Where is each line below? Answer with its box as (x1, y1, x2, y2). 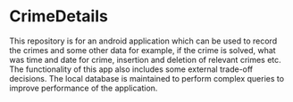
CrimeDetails (9, 6, 109, 27)
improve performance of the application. (9, 82, 158, 93)
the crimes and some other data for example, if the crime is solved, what (9, 44, 276, 55)
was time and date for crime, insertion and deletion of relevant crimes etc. (9, 54, 281, 65)
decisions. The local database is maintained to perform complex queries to (9, 73, 284, 83)
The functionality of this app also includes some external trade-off (9, 64, 254, 75)
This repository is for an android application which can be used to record (9, 35, 278, 46)
